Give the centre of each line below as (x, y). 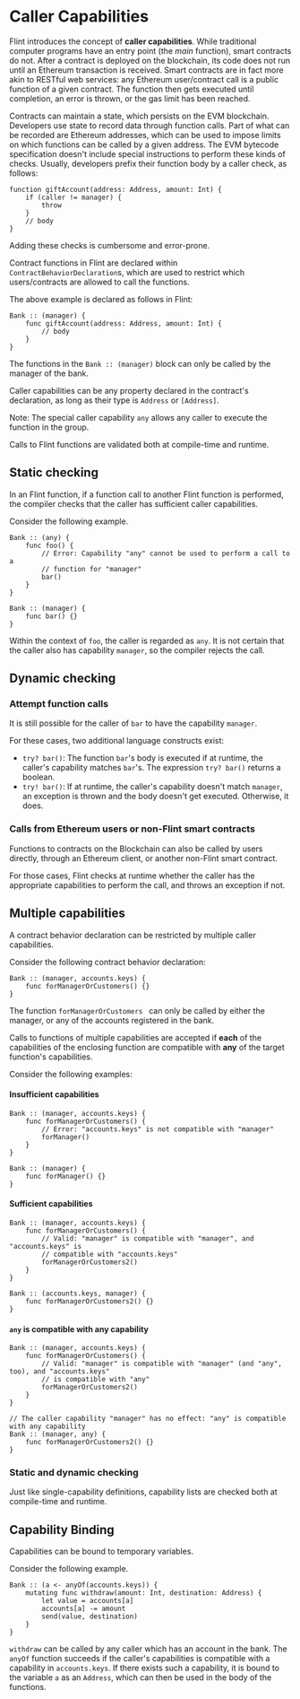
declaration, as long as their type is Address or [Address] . (114, 400)
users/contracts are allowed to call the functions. (99, 282)
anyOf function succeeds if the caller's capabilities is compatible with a (140, 1659)
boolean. (39, 777)
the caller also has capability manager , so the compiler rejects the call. (137, 650)
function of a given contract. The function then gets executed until (132, 89)
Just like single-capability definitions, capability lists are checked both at (143, 1492)
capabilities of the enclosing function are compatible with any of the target (147, 1047)
